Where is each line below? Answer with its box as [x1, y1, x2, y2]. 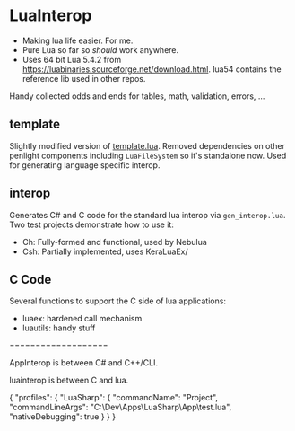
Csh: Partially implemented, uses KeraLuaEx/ [22, 246, 188, 257]
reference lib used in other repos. [22, 73, 146, 84]
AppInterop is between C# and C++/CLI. [9, 357, 159, 368]
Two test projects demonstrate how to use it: [9, 219, 175, 230]
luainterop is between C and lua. [9, 374, 129, 386]
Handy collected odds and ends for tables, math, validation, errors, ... [9, 91, 265, 101]
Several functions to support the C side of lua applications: [9, 295, 227, 306]
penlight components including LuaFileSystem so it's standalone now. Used [9, 150, 287, 161]
